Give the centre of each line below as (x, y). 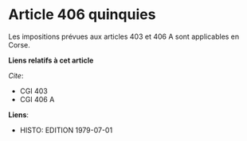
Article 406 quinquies (82, 15)
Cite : (16, 75)
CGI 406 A (37, 99)
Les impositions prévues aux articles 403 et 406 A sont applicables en (124, 36)
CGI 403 (33, 91)
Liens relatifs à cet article (51, 60)
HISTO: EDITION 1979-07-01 (66, 130)
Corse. (19, 44)
